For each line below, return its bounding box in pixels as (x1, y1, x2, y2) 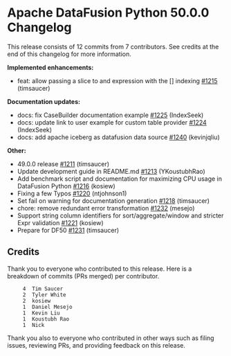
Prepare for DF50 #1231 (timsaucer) (17, 226, 120, 234)
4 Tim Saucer (22, 285, 64, 292)
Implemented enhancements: (7, 63, 94, 71)
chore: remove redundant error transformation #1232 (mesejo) (17, 204, 195, 212)
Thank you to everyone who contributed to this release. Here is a (7, 265, 192, 273)
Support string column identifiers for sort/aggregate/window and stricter (17, 211, 224, 220)
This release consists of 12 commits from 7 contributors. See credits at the (7, 42, 219, 51)
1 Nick (22, 321, 45, 328)
